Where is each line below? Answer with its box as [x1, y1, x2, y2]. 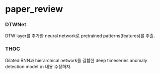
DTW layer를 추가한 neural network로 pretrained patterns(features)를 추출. [5, 33, 155, 39]
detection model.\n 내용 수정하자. [5, 63, 72, 70]
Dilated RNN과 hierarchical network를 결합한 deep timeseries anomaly [5, 57, 148, 63]
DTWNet [5, 21, 26, 28]
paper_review [5, 3, 63, 15]
